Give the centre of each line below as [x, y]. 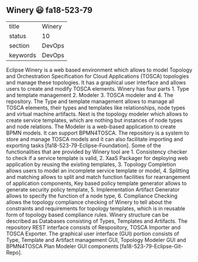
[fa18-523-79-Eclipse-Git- [151, 246]
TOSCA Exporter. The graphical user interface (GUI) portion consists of [92, 234]
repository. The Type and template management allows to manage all [90, 101]
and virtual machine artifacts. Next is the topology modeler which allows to [97, 114]
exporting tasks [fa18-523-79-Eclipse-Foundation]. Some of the [84, 145]
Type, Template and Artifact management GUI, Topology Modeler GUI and [96, 239]
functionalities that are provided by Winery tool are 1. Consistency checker [97, 152]
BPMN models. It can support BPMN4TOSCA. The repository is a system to [98, 133]
